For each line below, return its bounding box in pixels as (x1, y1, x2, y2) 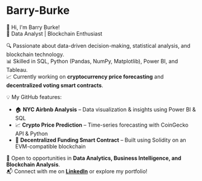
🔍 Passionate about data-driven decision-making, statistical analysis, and (6, 42, 191, 49)
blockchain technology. (6, 51, 65, 58)
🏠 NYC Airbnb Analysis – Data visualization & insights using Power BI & (15, 106, 197, 113)
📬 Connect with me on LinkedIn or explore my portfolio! (6, 167, 148, 175)
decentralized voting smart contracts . (6, 81, 104, 89)
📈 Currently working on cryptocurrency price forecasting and (6, 73, 165, 80)
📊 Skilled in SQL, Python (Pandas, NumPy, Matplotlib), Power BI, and (6, 57, 178, 65)
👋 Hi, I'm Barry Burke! (6, 24, 60, 31)
